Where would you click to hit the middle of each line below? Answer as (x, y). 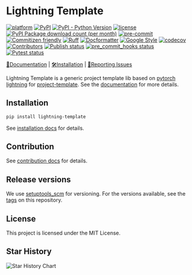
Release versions (39, 179)
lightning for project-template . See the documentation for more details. (92, 84)
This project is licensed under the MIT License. (63, 233)
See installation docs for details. (45, 128)
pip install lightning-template (46, 117)
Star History (29, 252)
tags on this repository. (34, 200)
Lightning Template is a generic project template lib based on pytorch (91, 78)
